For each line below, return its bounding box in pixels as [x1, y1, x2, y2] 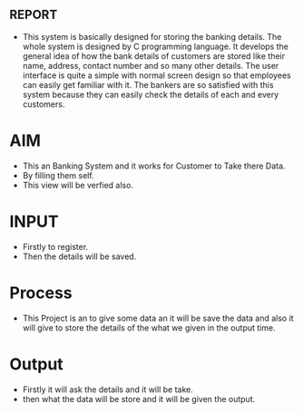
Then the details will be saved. [22, 251, 137, 262]
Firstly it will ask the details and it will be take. [22, 384, 193, 395]
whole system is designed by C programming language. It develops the [22, 41, 288, 52]
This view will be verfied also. [22, 179, 134, 190]
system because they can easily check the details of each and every [22, 89, 279, 100]
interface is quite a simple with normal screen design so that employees [22, 70, 292, 81]
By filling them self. [22, 169, 94, 180]
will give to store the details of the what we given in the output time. [22, 322, 276, 333]
